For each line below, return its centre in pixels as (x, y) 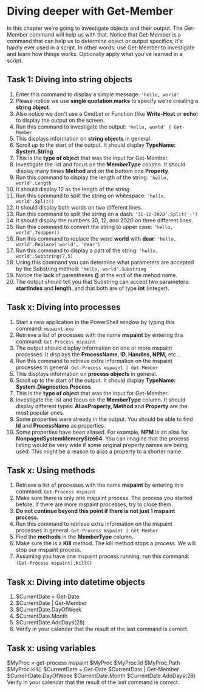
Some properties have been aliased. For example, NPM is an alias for (102, 432)
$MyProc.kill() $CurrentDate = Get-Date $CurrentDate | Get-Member (93, 669)
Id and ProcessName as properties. (60, 425)
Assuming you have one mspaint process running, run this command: (103, 556)
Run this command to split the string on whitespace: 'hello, (91, 196)
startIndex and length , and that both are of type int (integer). (92, 288)
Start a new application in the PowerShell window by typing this (95, 322)
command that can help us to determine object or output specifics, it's (95, 41)
